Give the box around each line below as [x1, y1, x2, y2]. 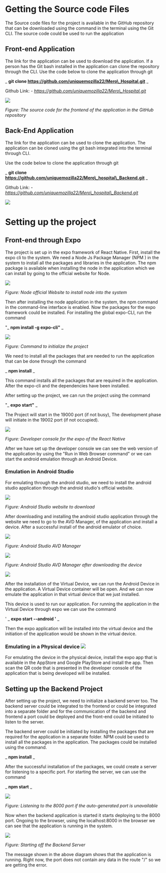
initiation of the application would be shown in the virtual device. [5, 631, 137, 637]
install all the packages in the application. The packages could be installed [5, 739, 157, 745]
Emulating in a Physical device [5, 643, 80, 650]
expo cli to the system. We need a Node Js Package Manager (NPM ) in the [5, 254, 159, 260]
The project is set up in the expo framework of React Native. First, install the [5, 249, 161, 255]
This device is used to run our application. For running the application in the [5, 601, 160, 607]
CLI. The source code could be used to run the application [5, 30, 124, 36]
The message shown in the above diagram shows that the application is [5, 851, 152, 857]
